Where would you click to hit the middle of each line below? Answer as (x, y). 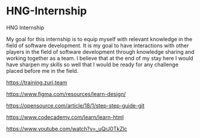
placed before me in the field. (42, 70)
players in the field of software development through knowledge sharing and (100, 51)
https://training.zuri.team (37, 82)
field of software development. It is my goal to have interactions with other (98, 45)
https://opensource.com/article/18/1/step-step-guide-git (75, 105)
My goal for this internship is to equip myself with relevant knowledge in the (99, 39)
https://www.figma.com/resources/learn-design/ (66, 94)
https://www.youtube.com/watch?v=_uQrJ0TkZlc (67, 128)
